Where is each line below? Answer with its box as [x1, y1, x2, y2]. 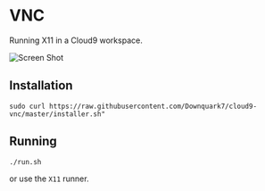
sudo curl [9, 102, 46, 111]
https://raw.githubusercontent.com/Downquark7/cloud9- [48, 102, 257, 111]
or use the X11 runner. [9, 173, 89, 184]
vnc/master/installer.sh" [9, 109, 105, 119]
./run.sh [9, 157, 42, 166]
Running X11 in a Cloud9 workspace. [9, 35, 143, 46]
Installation [9, 78, 73, 94]
